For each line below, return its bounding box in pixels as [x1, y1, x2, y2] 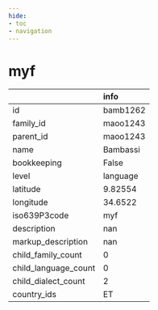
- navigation [8, 27, 52, 35]
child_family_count [12, 249, 82, 261]
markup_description [12, 236, 89, 248]
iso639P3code [12, 210, 69, 221]
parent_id [12, 131, 48, 142]
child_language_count [12, 262, 95, 274]
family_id [12, 118, 46, 130]
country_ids [12, 289, 56, 300]
